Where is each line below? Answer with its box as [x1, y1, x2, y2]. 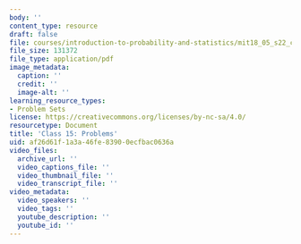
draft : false [9, 29, 58, 38]
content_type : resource [9, 21, 99, 30]
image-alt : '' [17, 88, 70, 97]
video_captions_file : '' [17, 163, 110, 172]
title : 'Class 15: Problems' [9, 130, 118, 139]
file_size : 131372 [9, 46, 78, 55]
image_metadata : [9, 63, 70, 72]
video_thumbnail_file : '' [17, 171, 115, 180]
